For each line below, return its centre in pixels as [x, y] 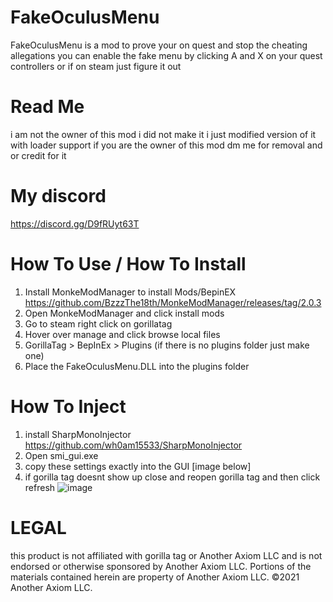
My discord [58, 196]
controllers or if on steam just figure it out [96, 66]
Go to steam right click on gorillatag [98, 323]
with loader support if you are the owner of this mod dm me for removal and [166, 145]
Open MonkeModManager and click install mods [124, 313]
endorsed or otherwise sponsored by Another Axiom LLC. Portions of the [161, 566]
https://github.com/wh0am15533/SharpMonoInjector [133, 445]
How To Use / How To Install [128, 264]
